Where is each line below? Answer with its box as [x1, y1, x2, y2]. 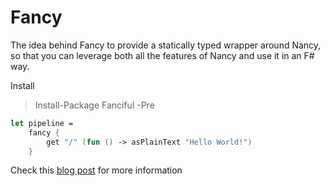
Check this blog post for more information [10, 164, 183, 176]
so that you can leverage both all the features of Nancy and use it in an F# [10, 49, 315, 61]
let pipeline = [10, 118, 74, 128]
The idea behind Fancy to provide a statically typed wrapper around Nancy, [10, 39, 322, 51]
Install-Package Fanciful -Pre [34, 99, 155, 111]
